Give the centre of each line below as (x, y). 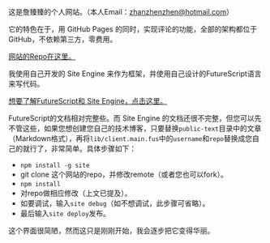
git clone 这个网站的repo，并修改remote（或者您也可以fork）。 (124, 174)
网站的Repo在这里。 (42, 56)
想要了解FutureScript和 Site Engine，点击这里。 (88, 101)
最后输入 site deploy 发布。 (65, 213)
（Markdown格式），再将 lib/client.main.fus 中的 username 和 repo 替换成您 (131, 139)
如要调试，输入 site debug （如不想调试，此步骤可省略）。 (115, 203)
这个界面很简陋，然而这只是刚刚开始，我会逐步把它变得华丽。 (111, 230)
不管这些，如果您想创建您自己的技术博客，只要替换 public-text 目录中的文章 (135, 128)
